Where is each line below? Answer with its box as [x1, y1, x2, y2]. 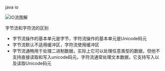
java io [5, 4, 19, 10]
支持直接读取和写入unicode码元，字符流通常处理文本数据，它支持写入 [12, 54, 155, 60]
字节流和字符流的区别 [5, 25, 49, 31]
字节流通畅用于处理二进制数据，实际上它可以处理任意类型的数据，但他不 [12, 48, 160, 54]
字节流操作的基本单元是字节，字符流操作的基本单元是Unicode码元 [12, 36, 147, 41]
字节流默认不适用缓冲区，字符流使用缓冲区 [12, 42, 100, 48]
